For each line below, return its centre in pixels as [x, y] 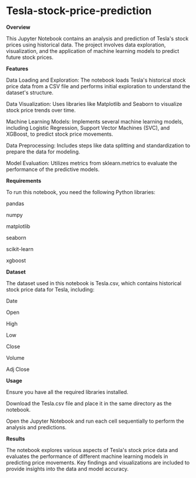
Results [16, 439]
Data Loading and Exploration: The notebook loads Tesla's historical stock [96, 80]
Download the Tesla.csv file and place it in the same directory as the [89, 403]
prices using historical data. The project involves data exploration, [86, 45]
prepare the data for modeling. [43, 152]
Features [17, 68]
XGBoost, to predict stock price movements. [60, 134]
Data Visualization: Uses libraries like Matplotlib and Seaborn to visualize [94, 103]
